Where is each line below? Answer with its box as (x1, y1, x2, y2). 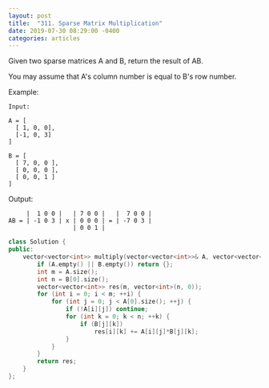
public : (8, 246, 34, 254)
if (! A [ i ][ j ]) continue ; (65, 305, 149, 313)
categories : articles (8, 34, 81, 43)
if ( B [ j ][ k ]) (79, 320, 124, 328)
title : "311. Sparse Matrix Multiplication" (8, 19, 163, 27)
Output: (8, 194, 34, 204)
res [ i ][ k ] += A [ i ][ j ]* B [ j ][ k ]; (94, 327, 199, 336)
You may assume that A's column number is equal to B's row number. (8, 71, 237, 81)
